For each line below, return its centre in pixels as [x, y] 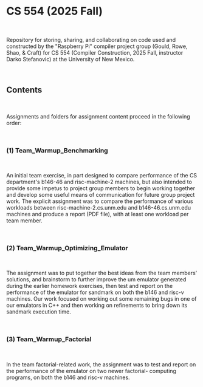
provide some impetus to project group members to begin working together [101, 188]
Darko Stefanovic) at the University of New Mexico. [71, 59]
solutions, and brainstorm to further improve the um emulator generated [96, 279]
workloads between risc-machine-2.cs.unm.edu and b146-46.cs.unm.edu [99, 208]
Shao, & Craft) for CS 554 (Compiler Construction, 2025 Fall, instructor [95, 52]
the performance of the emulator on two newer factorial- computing [91, 371]
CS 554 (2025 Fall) [55, 11]
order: [14, 123]
